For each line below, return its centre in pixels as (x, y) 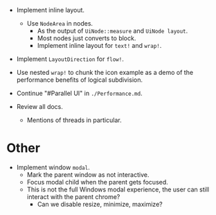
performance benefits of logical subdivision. (80, 80)
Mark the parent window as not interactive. (88, 174)
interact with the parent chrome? (73, 196)
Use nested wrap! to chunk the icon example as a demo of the (105, 72)
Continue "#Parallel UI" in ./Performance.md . (79, 93)
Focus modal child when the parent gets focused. (98, 182)
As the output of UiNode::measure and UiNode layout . (112, 31)
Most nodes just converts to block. (87, 38)
